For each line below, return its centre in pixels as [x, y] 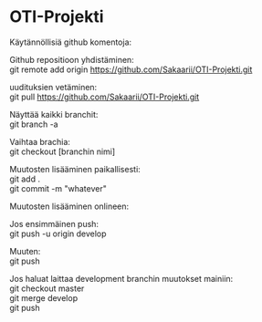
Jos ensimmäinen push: [54, 223]
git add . [25, 179]
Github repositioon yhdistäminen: [72, 59]
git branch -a [34, 124]
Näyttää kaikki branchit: [54, 114]
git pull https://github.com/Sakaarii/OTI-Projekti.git [105, 97]
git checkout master [47, 288]
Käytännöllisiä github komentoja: [71, 42]
